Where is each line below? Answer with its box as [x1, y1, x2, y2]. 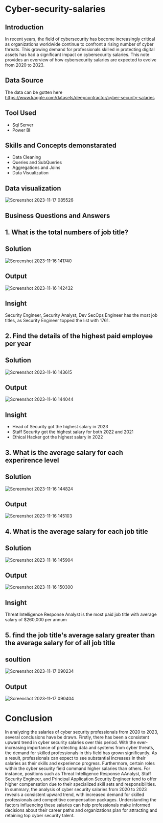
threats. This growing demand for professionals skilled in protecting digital [5, 47, 155, 52]
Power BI [12, 127, 31, 133]
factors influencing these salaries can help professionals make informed [5, 802, 151, 808]
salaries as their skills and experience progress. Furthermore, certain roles [5, 760, 155, 767]
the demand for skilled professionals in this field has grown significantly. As [5, 750, 158, 756]
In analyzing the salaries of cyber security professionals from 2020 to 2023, [5, 729, 159, 735]
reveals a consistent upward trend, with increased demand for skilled [5, 792, 144, 797]
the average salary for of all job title [5, 638, 116, 647]
